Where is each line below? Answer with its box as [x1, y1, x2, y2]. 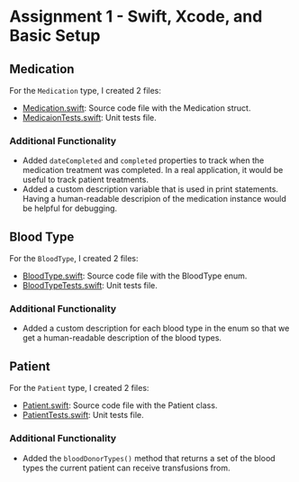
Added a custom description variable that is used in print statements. [22, 184, 279, 195]
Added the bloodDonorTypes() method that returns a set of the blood [22, 452, 276, 463]
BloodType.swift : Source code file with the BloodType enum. [22, 270, 248, 281]
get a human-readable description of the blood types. [22, 332, 222, 343]
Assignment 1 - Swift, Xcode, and [9, 6, 263, 27]
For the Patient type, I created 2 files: [9, 383, 149, 394]
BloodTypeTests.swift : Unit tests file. [22, 280, 158, 291]
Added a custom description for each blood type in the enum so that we [22, 323, 290, 334]
